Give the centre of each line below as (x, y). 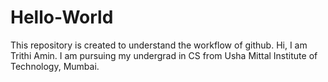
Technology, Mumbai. (55, 66)
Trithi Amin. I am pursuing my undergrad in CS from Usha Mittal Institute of (164, 55)
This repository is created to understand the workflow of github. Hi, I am (159, 45)
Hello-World (62, 17)
